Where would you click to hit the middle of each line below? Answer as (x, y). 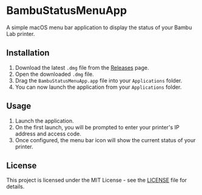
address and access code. (48, 134)
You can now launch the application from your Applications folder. (98, 87)
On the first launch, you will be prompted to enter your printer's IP (97, 127)
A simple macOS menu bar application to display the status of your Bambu (99, 27)
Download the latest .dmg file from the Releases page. (82, 67)
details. (15, 186)
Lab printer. (21, 33)
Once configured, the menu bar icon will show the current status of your (105, 140)
